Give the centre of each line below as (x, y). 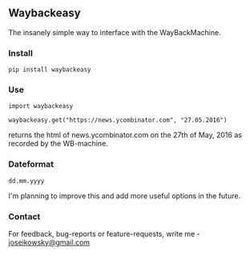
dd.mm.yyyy (26, 181)
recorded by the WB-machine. (58, 144)
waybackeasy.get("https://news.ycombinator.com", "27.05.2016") (118, 120)
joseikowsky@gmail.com (49, 242)
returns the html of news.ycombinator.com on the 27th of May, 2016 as (125, 135)
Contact (24, 217)
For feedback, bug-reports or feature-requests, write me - (104, 234)
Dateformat (31, 165)
